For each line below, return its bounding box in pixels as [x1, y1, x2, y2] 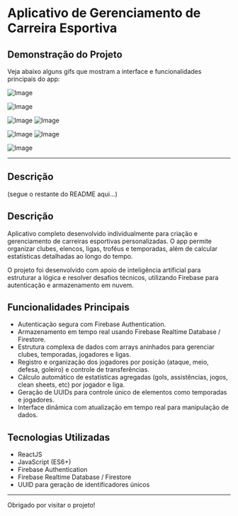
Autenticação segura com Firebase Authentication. [17, 320, 166, 328]
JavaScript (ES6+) [17, 458, 72, 466]
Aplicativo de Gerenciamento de [7, 5, 201, 21]
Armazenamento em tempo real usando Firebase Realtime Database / [17, 328, 221, 336]
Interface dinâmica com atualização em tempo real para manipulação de [17, 403, 229, 412]
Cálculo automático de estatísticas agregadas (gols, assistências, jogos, [17, 373, 228, 382]
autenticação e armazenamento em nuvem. [7, 281, 135, 289]
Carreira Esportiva [7, 20, 118, 36]
